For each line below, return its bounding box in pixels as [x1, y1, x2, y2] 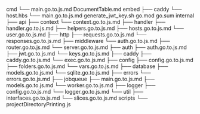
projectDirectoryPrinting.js [6, 101, 71, 107]
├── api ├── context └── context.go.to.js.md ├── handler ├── [6, 19, 166, 25]
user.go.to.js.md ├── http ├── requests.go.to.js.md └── [6, 31, 147, 38]
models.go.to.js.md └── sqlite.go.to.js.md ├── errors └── [6, 69, 151, 76]
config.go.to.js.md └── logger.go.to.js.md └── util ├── [6, 88, 144, 95]
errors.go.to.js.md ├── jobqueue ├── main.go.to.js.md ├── [6, 75, 155, 82]
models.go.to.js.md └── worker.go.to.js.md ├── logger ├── [6, 82, 156, 89]
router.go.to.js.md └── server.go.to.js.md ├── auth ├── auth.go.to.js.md [6, 44, 187, 51]
